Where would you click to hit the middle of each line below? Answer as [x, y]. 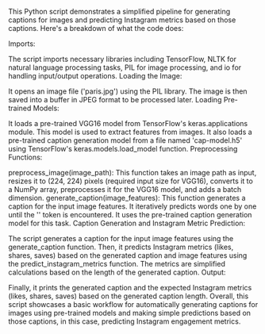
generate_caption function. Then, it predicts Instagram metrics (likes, [121, 247]
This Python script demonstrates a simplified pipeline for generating [119, 12]
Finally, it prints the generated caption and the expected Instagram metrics [130, 288]
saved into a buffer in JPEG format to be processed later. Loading [115, 100]
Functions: [25, 157]
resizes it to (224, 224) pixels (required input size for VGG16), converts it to [131, 181]
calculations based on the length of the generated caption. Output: [117, 272]
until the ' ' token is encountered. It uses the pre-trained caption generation [130, 215]
